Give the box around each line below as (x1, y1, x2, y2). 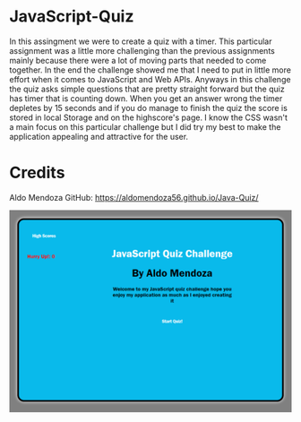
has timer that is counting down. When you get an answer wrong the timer (9, 92, 283, 104)
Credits (9, 163, 65, 183)
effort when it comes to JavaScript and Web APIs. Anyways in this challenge (9, 73, 291, 84)
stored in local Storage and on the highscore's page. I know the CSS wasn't (9, 112, 288, 123)
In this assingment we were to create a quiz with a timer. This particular (9, 36, 272, 47)
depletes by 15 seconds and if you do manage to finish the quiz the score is (9, 102, 288, 113)
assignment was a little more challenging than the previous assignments (9, 45, 275, 56)
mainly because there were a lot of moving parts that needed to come (9, 55, 267, 65)
